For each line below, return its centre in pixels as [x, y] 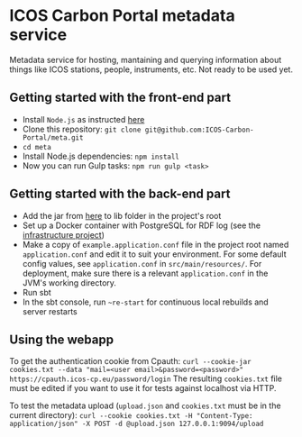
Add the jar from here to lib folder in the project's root [122, 215]
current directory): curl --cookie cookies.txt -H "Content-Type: [132, 415]
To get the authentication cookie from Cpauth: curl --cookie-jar [130, 361]
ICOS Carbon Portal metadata [123, 16]
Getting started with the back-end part [120, 194]
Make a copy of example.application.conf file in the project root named [156, 244]
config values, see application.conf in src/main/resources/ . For [142, 263]
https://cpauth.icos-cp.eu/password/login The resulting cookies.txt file [146, 378]
